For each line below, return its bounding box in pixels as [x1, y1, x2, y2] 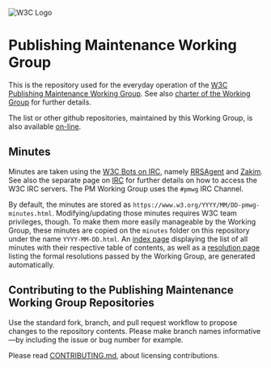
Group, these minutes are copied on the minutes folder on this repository [8, 225, 250, 235]
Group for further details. [8, 97, 91, 107]
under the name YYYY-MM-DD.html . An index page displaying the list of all [8, 233, 248, 243]
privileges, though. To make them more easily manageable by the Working [8, 216, 256, 226]
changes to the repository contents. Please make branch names [8, 326, 222, 336]
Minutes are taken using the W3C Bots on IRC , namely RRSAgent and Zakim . [8, 166, 263, 176]
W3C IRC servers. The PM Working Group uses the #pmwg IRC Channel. [8, 183, 244, 194]
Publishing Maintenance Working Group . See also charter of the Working [8, 88, 251, 98]
